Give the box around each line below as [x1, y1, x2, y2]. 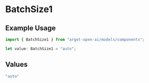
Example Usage [5, 24, 56, 32]
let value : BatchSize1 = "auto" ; [5, 46, 77, 51]
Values [5, 60, 28, 69]
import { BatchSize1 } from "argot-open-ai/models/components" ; [5, 37, 145, 42]
